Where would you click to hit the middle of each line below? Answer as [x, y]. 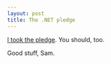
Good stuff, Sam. [31, 53]
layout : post [26, 13]
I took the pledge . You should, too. [56, 39]
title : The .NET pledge [41, 20]
